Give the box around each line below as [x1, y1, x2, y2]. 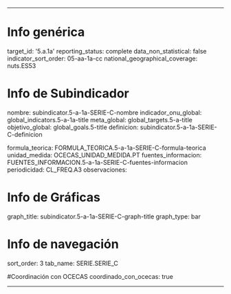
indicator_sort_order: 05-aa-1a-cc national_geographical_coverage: [7, 54, 198, 63]
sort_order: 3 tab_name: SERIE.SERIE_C [7, 259, 118, 267]
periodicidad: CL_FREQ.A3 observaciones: [7, 166, 127, 174]
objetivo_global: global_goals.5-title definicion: [7, 123, 139, 131]
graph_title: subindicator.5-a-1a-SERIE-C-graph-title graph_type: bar [7, 212, 201, 220]
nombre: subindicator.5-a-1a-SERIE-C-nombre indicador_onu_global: [7, 108, 202, 117]
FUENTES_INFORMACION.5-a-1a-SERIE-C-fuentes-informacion [7, 158, 188, 166]
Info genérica [7, 25, 85, 40]
